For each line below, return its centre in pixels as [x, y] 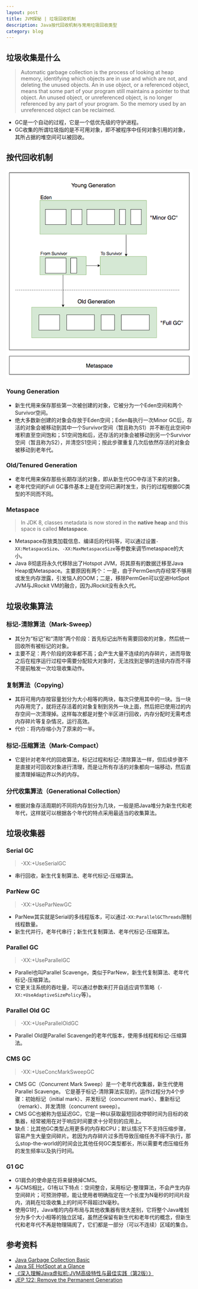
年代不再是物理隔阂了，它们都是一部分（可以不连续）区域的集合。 [111, 1224]
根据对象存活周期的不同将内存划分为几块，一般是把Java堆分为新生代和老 [103, 805]
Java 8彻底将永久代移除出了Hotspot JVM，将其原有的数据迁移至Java [99, 563]
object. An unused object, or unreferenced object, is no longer [96, 97]
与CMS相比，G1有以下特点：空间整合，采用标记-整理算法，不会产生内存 [103, 1188]
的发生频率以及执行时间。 [46, 1151]
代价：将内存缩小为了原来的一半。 [56, 729]
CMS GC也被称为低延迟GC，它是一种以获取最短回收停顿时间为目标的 [99, 1113]
